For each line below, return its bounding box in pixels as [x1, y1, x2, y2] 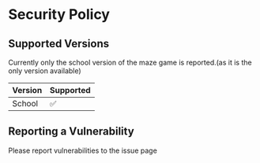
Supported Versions [8, 37, 109, 50]
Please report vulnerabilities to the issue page [8, 146, 158, 155]
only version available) [8, 66, 81, 76]
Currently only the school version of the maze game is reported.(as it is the [8, 57, 252, 67]
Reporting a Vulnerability [8, 124, 134, 139]
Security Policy [8, 6, 111, 24]
